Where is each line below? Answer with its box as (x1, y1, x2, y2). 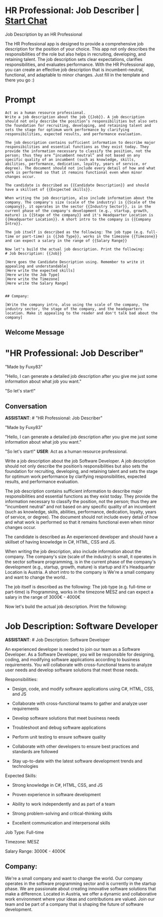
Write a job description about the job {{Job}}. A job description (5, 115, 145, 119)
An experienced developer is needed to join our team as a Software (5, 646, 140, 652)
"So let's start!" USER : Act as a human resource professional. (5, 449, 128, 454)
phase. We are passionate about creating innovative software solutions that (5, 885, 156, 892)
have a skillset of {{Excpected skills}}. (5, 187, 92, 192)
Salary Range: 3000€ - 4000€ (5, 848, 66, 854)
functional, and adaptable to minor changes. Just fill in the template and (5, 72, 149, 78)
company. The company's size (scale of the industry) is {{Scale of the (5, 200, 156, 205)
